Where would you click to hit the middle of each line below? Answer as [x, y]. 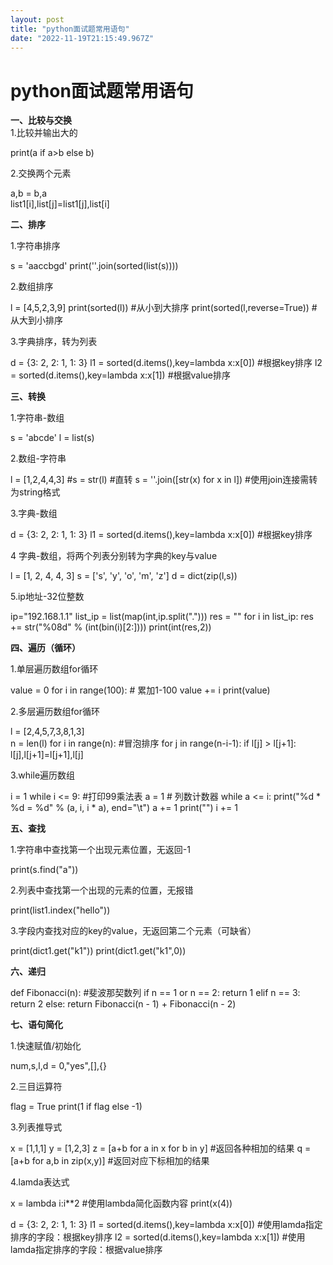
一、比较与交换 [41, 120]
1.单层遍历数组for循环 [54, 669]
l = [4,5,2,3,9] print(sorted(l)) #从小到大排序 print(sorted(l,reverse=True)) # [164, 308]
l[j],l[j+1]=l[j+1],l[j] [47, 755]
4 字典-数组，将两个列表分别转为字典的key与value [114, 556]
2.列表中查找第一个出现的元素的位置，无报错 [102, 890]
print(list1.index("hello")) [60, 910]
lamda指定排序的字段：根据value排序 [86, 1250]
